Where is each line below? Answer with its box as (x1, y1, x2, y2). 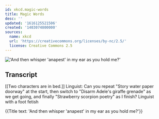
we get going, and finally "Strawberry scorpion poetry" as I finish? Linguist (5, 94, 154, 100)
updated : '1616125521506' (5, 20, 57, 26)
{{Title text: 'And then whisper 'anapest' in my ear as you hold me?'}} (5, 108, 143, 114)
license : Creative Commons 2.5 (9, 43, 73, 48)
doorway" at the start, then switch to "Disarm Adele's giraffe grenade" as (5, 88, 151, 95)
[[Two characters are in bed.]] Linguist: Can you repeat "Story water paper (5, 84, 154, 89)
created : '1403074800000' (5, 25, 57, 30)
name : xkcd (9, 34, 32, 39)
